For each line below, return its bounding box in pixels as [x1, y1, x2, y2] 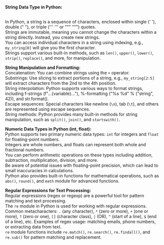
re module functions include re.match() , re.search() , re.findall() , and [5, 229, 150, 235]
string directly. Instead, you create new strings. [5, 34, 100, 40]
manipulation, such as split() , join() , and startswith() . [5, 117, 120, 122]
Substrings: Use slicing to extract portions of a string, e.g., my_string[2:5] [5, 75, 155, 81]
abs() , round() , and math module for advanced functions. [5, 178, 120, 184]
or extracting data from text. [5, 224, 62, 229]
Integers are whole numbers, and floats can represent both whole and [5, 142, 146, 147]
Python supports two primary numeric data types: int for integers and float [5, 132, 159, 137]
